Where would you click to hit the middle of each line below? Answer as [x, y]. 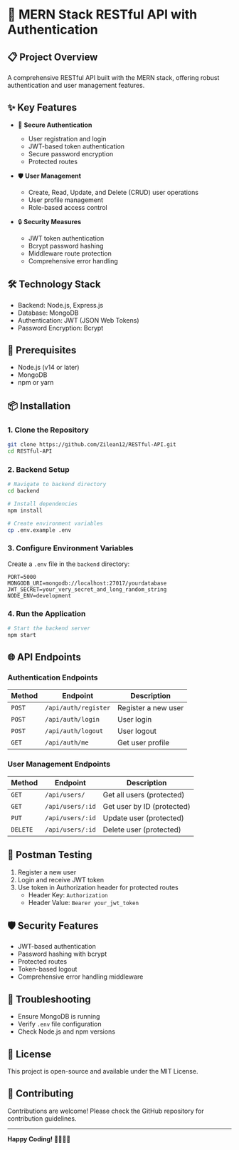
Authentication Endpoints [53, 677]
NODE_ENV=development [39, 595]
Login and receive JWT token [61, 879]
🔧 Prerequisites [42, 350]
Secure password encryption [71, 153]
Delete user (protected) [142, 829]
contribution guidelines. [42, 1118]
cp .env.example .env [39, 530]
